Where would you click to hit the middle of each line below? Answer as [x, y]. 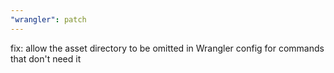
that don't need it [46, 58]
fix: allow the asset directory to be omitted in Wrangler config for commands [167, 48]
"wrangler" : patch [48, 19]
